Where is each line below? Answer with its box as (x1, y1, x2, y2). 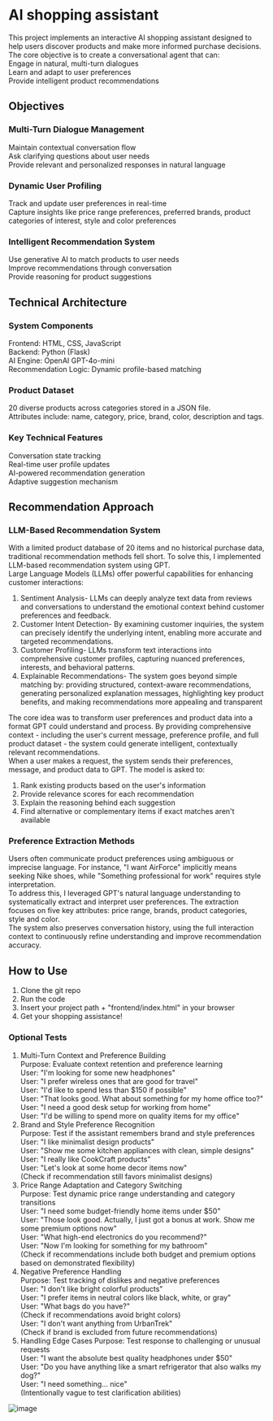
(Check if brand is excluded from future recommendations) (19, 1327, 218, 1336)
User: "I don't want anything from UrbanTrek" (19, 1318, 173, 1328)
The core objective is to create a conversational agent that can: (8, 50, 220, 59)
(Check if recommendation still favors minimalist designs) (19, 1171, 213, 1181)
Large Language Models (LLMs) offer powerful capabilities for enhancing (8, 569, 253, 579)
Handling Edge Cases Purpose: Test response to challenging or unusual (19, 1336, 261, 1345)
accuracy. (8, 940, 42, 950)
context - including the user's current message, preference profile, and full (8, 730, 259, 740)
